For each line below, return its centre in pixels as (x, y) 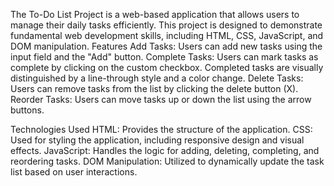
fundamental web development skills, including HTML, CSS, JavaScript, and (167, 35)
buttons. (27, 110)
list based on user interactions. (74, 172)
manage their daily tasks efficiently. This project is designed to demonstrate (166, 25)
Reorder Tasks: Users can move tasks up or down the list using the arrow (161, 99)
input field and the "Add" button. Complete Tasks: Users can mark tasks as (164, 57)
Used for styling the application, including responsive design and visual (157, 140)
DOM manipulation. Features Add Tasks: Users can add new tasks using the (166, 46)
